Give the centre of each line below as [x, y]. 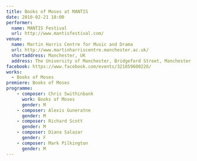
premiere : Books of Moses [38, 83]
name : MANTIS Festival [39, 28]
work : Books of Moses [48, 99]
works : [14, 72]
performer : [19, 22]
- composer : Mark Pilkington [52, 143]
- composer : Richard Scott [50, 121]
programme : [19, 88]
